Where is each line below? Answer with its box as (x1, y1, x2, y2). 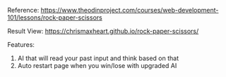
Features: (7, 41, 35, 48)
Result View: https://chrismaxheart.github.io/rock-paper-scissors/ (7, 27, 199, 35)
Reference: (7, 6, 40, 14)
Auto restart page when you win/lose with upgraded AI (17, 62, 177, 69)
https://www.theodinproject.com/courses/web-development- (40, 6, 219, 14)
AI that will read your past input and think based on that (17, 54, 179, 62)
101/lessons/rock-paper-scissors (7, 13, 102, 22)
